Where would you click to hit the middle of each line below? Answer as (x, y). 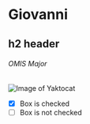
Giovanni (38, 15)
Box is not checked (51, 112)
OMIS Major (28, 64)
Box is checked (44, 103)
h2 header (34, 44)
